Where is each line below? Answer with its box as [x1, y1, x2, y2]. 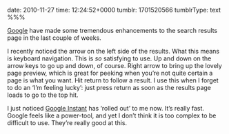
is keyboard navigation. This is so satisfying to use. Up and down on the [7, 54, 212, 63]
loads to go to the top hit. [7, 91, 79, 99]
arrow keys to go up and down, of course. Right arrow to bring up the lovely [7, 62, 222, 69]
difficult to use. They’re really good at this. [7, 119, 128, 126]
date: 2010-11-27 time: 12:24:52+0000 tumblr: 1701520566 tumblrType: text [7, 6, 221, 14]
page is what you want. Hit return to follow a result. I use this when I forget [7, 76, 219, 85]
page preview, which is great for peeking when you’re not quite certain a [7, 69, 213, 77]
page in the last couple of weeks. [7, 34, 101, 42]
